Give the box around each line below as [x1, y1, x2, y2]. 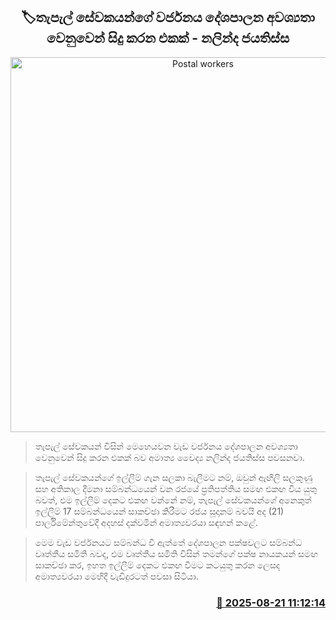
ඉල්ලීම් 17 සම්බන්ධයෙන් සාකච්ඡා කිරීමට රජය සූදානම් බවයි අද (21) [34, 505, 285, 517]
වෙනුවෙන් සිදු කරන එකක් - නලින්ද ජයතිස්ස [46, 30, 290, 47]
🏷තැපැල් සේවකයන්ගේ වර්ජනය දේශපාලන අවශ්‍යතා [21, 9, 315, 26]
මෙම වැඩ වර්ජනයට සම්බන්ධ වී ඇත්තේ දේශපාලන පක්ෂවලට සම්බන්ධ [34, 536, 303, 548]
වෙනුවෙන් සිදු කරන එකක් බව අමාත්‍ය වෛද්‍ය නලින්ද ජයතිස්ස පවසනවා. [34, 451, 305, 463]
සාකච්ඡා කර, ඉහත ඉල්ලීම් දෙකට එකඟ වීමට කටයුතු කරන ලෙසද [34, 559, 281, 571]
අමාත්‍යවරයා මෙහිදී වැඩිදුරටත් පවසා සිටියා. [34, 570, 199, 582]
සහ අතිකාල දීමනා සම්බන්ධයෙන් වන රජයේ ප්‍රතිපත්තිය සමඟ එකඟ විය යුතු [34, 482, 318, 494]
